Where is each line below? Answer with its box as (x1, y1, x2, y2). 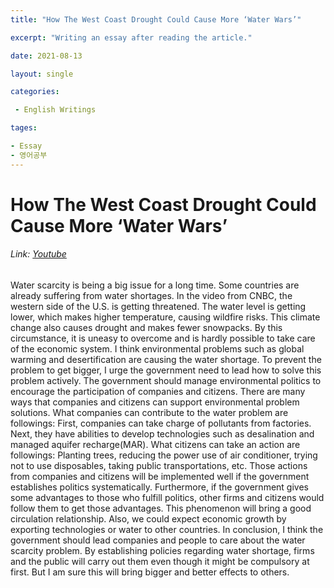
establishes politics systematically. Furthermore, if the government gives (10, 481, 309, 493)
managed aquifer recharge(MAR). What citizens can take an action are (10, 439, 301, 451)
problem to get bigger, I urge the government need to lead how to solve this (10, 364, 322, 376)
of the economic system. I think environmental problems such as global (10, 343, 305, 355)
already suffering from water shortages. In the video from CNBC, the (10, 290, 293, 302)
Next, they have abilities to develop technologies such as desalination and (10, 428, 315, 440)
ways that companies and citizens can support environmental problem (10, 396, 300, 408)
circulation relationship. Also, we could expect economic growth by (10, 513, 287, 525)
